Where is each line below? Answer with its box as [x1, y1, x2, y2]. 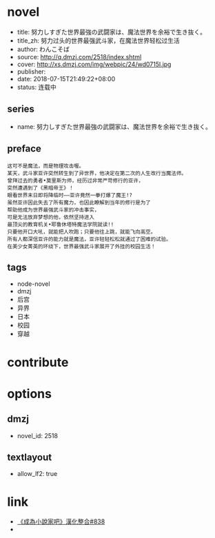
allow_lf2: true [17, 470, 58, 478]
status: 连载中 [17, 83, 57, 91]
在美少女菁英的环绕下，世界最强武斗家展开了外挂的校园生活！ [7, 242, 156, 250]
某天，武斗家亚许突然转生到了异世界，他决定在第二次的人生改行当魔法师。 [7, 169, 187, 176]
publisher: [17, 67, 46, 76]
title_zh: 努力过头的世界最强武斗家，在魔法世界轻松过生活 [17, 36, 181, 45]
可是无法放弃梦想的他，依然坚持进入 [7, 214, 95, 220]
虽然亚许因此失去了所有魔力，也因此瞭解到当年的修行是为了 [7, 199, 151, 206]
